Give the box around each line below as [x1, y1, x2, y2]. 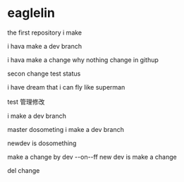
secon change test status [7, 69, 81, 78]
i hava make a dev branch [7, 42, 82, 50]
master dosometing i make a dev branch [7, 125, 125, 133]
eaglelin [7, 5, 55, 21]
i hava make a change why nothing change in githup [7, 55, 159, 64]
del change [7, 166, 40, 174]
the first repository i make [7, 28, 82, 37]
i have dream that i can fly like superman [7, 83, 125, 91]
